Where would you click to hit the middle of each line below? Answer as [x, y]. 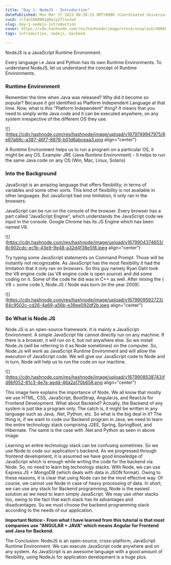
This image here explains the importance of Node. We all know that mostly [83, 392]
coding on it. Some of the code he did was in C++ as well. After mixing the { [85, 279]
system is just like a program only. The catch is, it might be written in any [81, 408]
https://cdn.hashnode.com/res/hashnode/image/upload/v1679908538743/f [86, 377]
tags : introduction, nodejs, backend [45, 34]
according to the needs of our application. [49, 510]
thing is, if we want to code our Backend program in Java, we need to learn [84, 419]
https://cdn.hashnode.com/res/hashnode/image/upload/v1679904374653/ [85, 242]
